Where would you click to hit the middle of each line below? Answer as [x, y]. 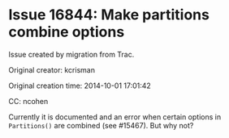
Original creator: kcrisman [52, 69]
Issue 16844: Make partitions [109, 15]
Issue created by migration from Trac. [71, 54]
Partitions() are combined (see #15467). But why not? [101, 125]
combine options [67, 32]
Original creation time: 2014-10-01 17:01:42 [80, 86]
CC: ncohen [28, 101]
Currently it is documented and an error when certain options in [115, 117]
